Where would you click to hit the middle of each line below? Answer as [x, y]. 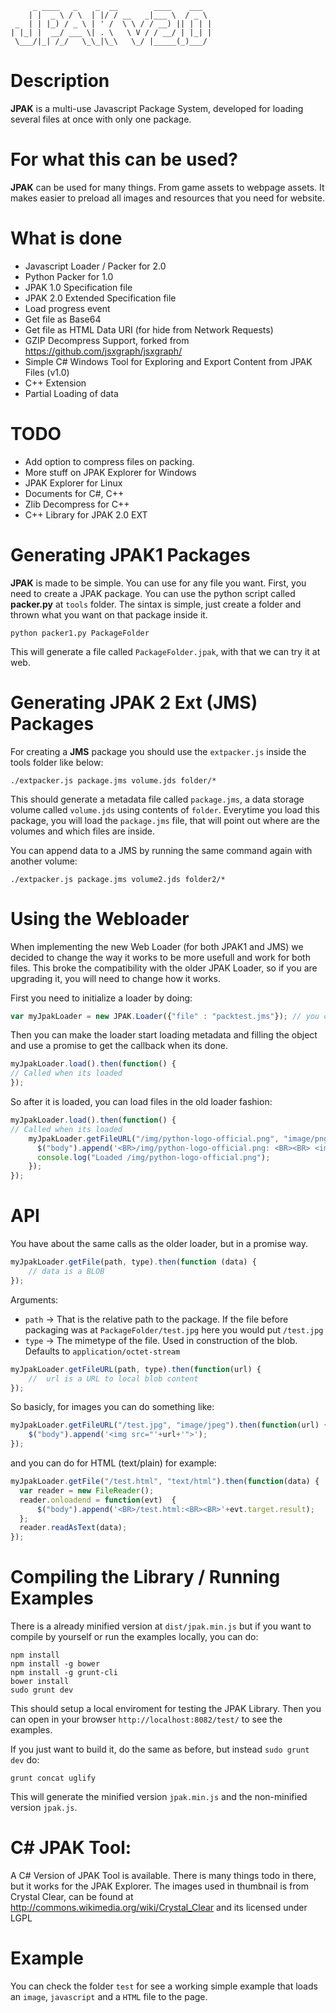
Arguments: [34, 1299]
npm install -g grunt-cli [64, 1673]
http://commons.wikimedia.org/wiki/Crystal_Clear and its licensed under [159, 1907]
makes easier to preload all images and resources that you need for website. [168, 198]
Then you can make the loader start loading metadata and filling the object [164, 1035]
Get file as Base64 [63, 319]
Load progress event [67, 308]
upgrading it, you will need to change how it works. [115, 978]
